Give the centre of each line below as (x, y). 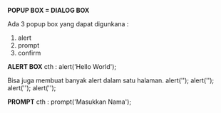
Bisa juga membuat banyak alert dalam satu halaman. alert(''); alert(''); (111, 80)
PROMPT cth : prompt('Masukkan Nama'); (70, 102)
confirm (29, 53)
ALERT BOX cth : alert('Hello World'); (62, 66)
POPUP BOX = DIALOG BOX (48, 10)
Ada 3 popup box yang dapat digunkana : (68, 24)
